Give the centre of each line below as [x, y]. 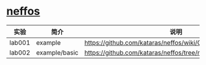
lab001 [20, 42]
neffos [23, 11]
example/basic [57, 52]
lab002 [20, 52]
